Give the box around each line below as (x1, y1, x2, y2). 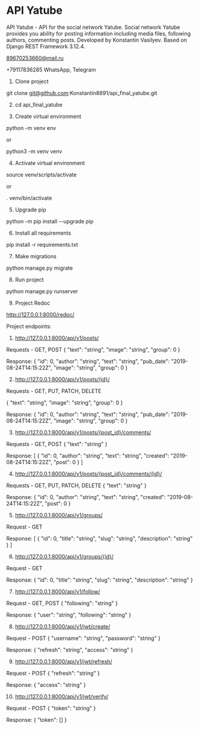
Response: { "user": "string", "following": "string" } (6, 611, 132, 618)
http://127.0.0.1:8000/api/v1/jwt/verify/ (14, 693, 109, 700)
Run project (14, 276, 44, 283)
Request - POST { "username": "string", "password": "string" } (6, 634, 161, 642)
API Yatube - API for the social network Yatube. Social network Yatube (6, 23, 180, 31)
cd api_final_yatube (14, 101, 63, 108)
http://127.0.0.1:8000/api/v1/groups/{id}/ (14, 553, 114, 560)
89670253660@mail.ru (6, 54, 64, 61)
